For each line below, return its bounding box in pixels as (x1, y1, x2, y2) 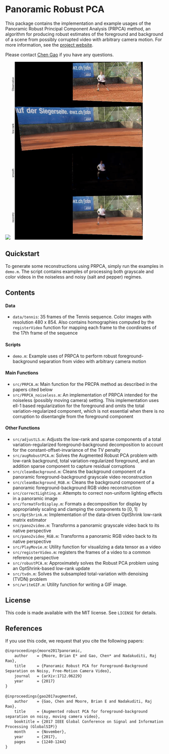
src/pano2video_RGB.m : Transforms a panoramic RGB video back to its (12, 533, 157, 539)
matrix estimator (12, 517, 47, 523)
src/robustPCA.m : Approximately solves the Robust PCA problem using (12, 560, 159, 566)
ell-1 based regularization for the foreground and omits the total (12, 403, 145, 409)
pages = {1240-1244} (14, 739, 67, 744)
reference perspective (12, 554, 59, 561)
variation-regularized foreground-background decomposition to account (12, 442, 163, 448)
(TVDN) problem (12, 576, 47, 582)
